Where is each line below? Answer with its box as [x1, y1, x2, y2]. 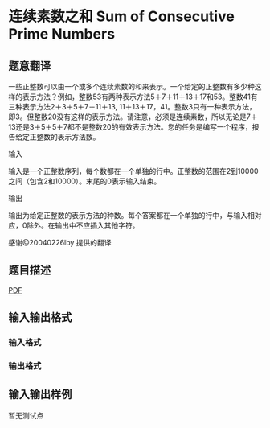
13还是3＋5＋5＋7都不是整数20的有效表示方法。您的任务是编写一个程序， [8, 122, 252, 131]
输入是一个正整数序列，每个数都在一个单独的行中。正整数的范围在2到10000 [8, 167, 259, 175]
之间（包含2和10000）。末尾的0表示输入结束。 [8, 176, 162, 186]
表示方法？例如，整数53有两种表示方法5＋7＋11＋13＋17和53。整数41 [22, 92, 251, 101]
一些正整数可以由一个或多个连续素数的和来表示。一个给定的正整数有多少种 [8, 82, 255, 91]
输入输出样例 [8, 388, 72, 401]
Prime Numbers [8, 25, 115, 43]
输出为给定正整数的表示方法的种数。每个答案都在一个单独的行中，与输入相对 [8, 211, 262, 220]
